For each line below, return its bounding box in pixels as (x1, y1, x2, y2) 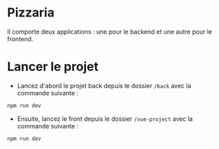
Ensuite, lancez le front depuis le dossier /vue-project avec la (17, 115, 193, 123)
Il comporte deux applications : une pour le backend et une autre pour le (7, 27, 212, 36)
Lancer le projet (7, 59, 98, 75)
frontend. (7, 34, 34, 43)
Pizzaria (7, 5, 55, 21)
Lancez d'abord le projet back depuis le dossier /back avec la (17, 81, 191, 90)
